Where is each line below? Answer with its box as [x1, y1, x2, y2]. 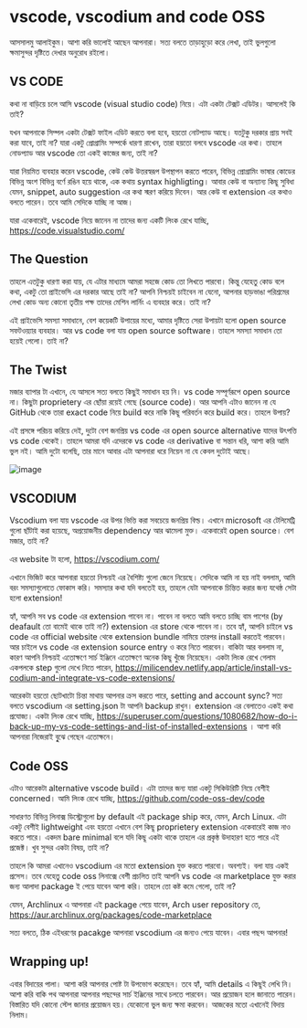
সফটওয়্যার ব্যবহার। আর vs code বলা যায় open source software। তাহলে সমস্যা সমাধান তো [9, 324, 282, 335]
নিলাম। [9, 1009, 30, 1020]
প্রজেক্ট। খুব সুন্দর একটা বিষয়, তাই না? [9, 843, 110, 853]
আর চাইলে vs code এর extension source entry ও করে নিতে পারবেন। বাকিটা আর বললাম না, [9, 641, 285, 652]
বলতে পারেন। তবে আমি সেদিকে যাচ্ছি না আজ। [9, 196, 134, 207]
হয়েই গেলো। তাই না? [9, 335, 69, 346]
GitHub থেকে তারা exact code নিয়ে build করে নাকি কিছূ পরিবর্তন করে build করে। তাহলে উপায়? [9, 407, 291, 418]
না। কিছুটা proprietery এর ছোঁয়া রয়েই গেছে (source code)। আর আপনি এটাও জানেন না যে [9, 397, 277, 408]
